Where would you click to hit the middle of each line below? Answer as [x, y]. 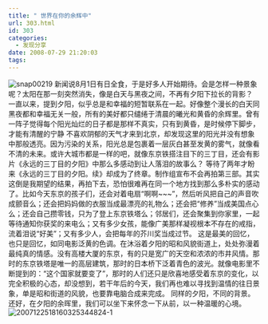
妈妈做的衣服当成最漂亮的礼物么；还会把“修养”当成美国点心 [161, 203]
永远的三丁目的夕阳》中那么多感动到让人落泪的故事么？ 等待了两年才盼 [138, 164]
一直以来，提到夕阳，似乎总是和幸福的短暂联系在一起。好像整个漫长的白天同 [134, 104]
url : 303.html [32, 23]
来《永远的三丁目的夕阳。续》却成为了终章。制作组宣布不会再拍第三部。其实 [134, 173]
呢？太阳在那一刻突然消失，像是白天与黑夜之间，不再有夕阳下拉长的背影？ [130, 93]
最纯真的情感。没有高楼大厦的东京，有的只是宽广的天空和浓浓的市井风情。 [130, 253]
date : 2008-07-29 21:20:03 [53, 53]
